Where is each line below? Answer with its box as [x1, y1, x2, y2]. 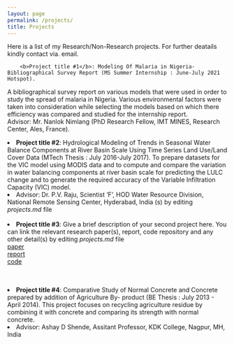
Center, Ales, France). [7, 125, 70, 134]
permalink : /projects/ [7, 17, 73, 24]
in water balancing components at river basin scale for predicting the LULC [7, 169, 224, 177]
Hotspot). [7, 76, 36, 83]
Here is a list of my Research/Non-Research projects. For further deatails [7, 43, 217, 51]
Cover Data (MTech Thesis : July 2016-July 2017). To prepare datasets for [7, 153, 220, 162]
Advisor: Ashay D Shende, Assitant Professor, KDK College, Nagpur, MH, [16, 323, 226, 331]
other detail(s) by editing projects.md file [7, 235, 124, 243]
